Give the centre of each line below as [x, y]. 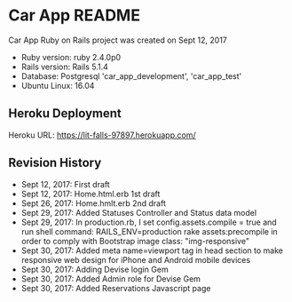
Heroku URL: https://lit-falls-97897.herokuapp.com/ [102, 135]
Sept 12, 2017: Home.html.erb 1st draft [91, 194]
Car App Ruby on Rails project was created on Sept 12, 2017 [118, 40]
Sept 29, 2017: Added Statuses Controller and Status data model [139, 212]
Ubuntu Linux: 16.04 [58, 85]
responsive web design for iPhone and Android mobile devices [135, 259]
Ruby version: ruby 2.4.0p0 [71, 57]
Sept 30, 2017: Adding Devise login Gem [95, 269]
